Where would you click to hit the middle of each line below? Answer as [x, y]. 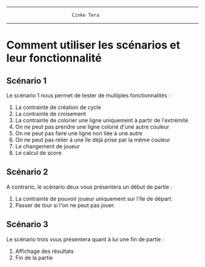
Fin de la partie [34, 257]
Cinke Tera [85, 15]
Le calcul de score [38, 153]
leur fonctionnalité [54, 58]
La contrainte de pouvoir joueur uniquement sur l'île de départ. [94, 198]
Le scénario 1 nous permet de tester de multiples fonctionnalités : [88, 95]
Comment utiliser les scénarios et [93, 45]
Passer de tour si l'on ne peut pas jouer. [65, 205]
